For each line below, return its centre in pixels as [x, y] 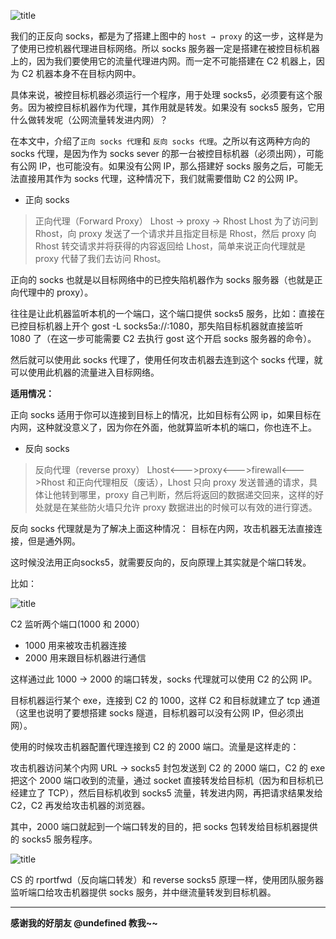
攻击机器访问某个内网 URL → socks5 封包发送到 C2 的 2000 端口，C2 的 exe [168, 768]
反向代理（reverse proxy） [89, 469]
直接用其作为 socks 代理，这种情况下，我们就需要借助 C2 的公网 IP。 [161, 178]
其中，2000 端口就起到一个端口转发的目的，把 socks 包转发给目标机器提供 [164, 826]
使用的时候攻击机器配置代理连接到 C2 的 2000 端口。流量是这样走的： [155, 746]
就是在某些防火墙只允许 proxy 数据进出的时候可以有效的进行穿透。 [180, 507]
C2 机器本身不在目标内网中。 [81, 73]
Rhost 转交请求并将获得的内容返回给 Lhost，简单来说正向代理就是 [170, 246]
